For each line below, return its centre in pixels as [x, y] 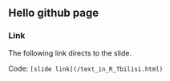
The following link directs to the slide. [70, 53]
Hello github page [53, 13]
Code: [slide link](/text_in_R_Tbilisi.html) [86, 68]
